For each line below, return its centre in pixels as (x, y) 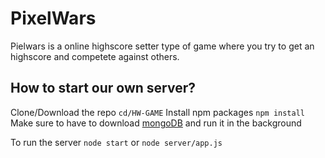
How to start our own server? (103, 88)
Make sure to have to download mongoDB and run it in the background (156, 123)
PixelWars (53, 18)
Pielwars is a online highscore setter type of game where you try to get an (162, 46)
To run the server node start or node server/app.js (116, 142)
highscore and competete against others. (95, 56)
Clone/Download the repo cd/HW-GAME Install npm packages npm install (157, 112)
